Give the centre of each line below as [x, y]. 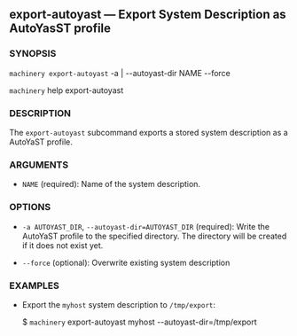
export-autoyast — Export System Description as [148, 15]
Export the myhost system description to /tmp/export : [118, 304]
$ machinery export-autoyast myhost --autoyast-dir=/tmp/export [139, 322]
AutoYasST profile [60, 29]
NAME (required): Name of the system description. [111, 184]
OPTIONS [30, 207]
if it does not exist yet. [63, 245]
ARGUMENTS [39, 165]
